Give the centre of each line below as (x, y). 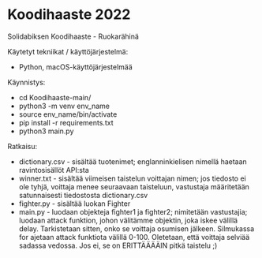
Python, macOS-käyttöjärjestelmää (76, 67)
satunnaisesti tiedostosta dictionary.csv (83, 195)
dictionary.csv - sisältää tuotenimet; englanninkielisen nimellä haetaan (133, 161)
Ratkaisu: (22, 146)
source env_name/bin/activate (68, 114)
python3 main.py (46, 131)
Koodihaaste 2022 (69, 15)
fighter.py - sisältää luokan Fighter (75, 204)
